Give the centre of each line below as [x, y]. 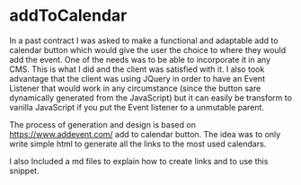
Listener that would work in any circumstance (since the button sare [135, 88]
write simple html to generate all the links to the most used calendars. [138, 144]
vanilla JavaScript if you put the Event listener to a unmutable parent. [137, 107]
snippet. [24, 171]
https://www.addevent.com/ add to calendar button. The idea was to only [145, 134]
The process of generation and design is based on [102, 124]
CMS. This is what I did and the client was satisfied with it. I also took [137, 69]
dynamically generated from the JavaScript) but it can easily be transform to [150, 97]
